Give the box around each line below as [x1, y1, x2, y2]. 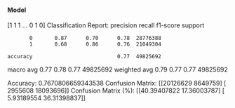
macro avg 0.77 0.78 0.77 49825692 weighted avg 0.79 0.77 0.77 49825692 [7, 65, 228, 74]
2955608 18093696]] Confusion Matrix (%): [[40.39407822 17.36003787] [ [7, 86, 225, 95]
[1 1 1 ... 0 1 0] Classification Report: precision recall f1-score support [7, 21, 205, 29]
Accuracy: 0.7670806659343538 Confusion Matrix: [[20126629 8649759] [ [7, 79, 227, 88]
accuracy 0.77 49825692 [7, 53, 161, 60]
